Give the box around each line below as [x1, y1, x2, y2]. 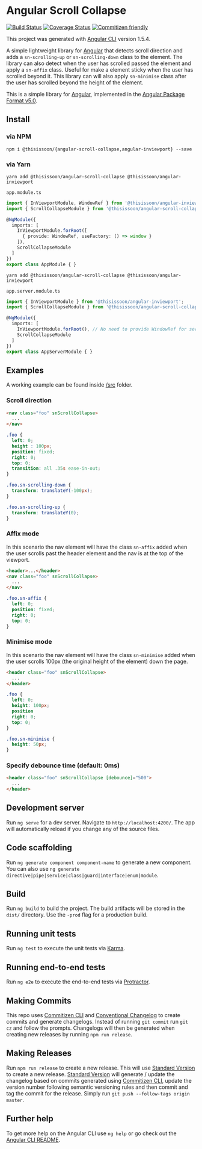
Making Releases [6, 1048, 72, 1059]
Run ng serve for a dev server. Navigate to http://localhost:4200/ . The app [6, 818, 195, 826]
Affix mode [6, 529, 40, 538]
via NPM [6, 132, 31, 141]
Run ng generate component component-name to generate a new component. [6, 859, 192, 866]
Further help [6, 1113, 54, 1124]
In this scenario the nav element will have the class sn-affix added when [6, 543, 188, 550]
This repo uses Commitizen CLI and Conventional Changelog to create [6, 1011, 181, 1018]
